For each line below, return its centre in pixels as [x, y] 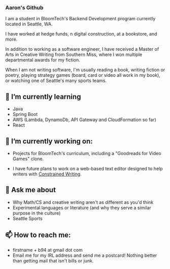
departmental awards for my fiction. [43, 60]
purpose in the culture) [37, 213]
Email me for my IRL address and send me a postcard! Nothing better [85, 255]
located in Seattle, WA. [29, 24]
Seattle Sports [27, 218]
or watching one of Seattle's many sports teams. [56, 81]
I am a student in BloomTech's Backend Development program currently [80, 19]
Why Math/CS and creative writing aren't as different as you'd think [83, 202]
